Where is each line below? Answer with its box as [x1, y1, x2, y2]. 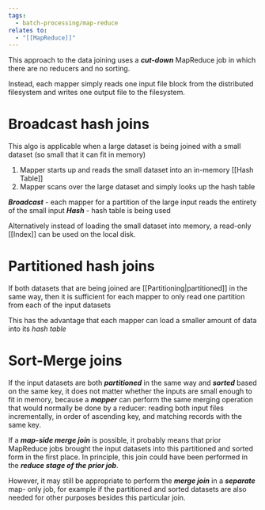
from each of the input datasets [8, 300, 112, 310]
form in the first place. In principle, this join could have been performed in [8, 452, 248, 462]
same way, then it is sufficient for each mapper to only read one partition [8, 292, 245, 302]
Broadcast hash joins [8, 116, 150, 133]
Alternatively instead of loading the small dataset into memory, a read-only [8, 221, 252, 230]
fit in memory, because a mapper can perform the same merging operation [8, 395, 253, 405]
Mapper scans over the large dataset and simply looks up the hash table [19, 182, 256, 192]
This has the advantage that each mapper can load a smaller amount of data [8, 316, 257, 325]
